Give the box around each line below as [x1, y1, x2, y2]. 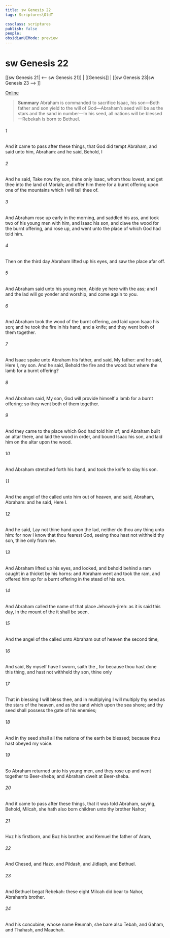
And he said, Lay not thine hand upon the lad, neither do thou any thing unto [5, 527, 164, 533]
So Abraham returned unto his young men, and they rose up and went [5, 768, 151, 774]
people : [5, 31, 22, 36]
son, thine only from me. [5, 537, 56, 543]
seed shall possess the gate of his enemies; [5, 707, 97, 714]
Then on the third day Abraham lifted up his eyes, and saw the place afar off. [5, 258, 165, 264]
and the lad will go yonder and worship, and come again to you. [5, 291, 138, 297]
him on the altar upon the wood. [5, 439, 72, 445]
